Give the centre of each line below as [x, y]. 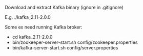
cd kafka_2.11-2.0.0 [32, 37]
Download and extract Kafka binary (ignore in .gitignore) [64, 7]
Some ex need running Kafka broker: [44, 27]
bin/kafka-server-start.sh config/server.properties [65, 48]
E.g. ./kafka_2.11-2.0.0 [28, 17]
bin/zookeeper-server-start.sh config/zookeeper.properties [75, 42]
